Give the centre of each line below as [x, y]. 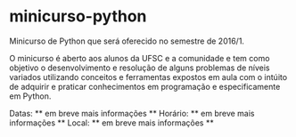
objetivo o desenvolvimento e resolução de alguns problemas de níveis [140, 68]
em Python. [30, 96]
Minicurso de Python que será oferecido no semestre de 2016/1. [127, 41]
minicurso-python [78, 16]
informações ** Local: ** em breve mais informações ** [111, 123]
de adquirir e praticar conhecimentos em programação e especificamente [145, 86]
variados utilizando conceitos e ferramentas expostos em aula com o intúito [148, 77]
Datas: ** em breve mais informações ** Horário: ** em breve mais [132, 113]
